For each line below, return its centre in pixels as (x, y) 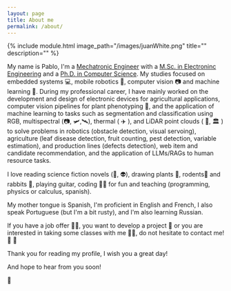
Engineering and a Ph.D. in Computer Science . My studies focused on (106, 74)
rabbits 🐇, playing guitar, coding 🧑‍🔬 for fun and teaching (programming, (109, 184)
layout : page (26, 13)
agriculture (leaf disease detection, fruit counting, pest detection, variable (112, 139)
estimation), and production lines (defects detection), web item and (103, 146)
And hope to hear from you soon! (54, 267)
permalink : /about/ (35, 26)
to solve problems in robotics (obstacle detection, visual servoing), (102, 131)
